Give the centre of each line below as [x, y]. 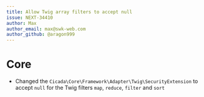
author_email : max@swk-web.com [46, 29]
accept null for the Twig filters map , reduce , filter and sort [90, 88]
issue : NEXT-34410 [30, 18]
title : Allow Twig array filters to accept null [69, 12]
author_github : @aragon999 [41, 35]
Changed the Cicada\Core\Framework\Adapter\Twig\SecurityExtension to [107, 81]
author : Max [21, 23]
